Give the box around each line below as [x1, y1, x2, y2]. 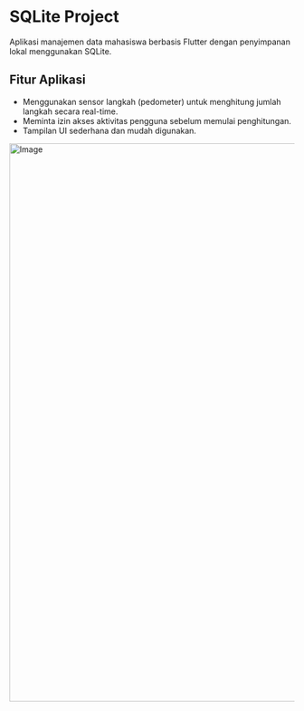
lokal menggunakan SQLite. [9, 45, 112, 56]
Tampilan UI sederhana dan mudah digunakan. [22, 125, 197, 136]
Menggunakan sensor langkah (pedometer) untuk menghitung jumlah [22, 96, 282, 107]
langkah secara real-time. [22, 106, 119, 117]
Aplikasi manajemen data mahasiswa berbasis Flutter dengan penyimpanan [9, 36, 291, 47]
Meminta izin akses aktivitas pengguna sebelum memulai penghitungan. [22, 115, 292, 126]
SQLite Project [9, 6, 119, 27]
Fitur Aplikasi [9, 72, 86, 88]
